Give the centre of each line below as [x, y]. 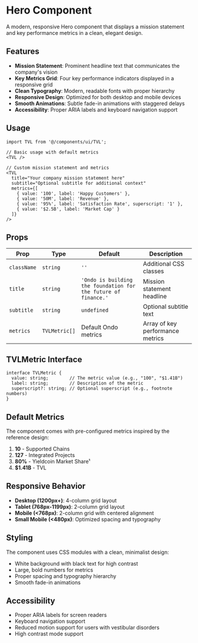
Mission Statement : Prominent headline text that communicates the [97, 66]
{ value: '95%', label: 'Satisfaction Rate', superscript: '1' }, [100, 204]
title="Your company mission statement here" [68, 178]
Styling [20, 538]
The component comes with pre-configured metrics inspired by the [88, 431]
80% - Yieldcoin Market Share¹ [52, 461]
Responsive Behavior [46, 486]
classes [154, 271]
